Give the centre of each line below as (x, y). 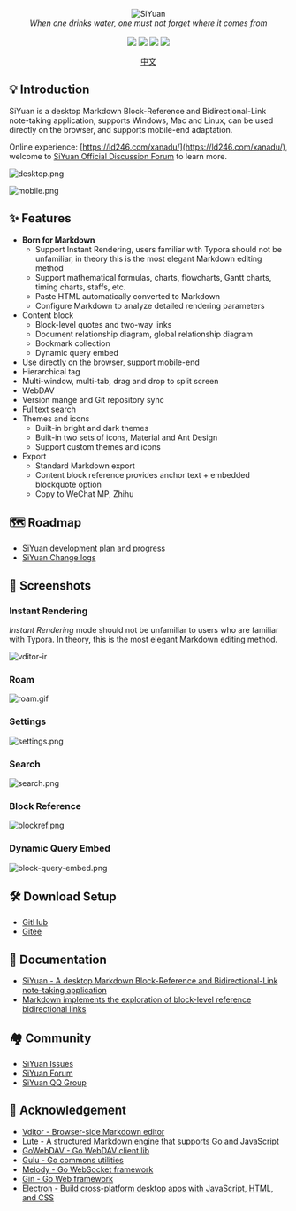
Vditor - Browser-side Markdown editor (93, 1131)
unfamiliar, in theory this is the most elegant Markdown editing (148, 258)
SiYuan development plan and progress (94, 548)
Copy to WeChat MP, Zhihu (84, 494)
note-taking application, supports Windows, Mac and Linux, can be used (141, 120)
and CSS (38, 1197)
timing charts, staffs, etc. (80, 287)
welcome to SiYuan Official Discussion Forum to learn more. (118, 156)
